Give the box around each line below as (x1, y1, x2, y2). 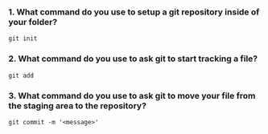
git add (8, 71, 35, 79)
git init (8, 35, 38, 43)
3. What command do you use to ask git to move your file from (8, 90, 256, 101)
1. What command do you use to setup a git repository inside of (8, 6, 260, 18)
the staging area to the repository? (8, 99, 147, 111)
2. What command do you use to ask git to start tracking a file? (8, 53, 258, 64)
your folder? (8, 16, 58, 27)
